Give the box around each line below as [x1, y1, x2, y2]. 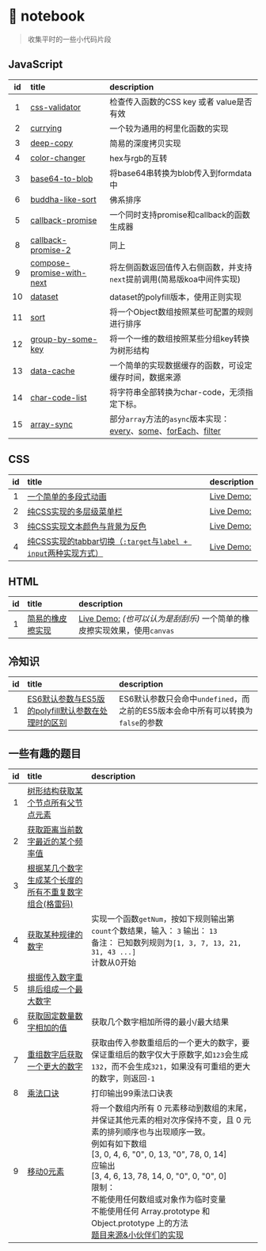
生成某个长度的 [27, 875, 83, 886]
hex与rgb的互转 [109, 152, 168, 163]
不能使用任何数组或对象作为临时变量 [90, 1194, 226, 1204]
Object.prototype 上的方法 [90, 1218, 188, 1228]
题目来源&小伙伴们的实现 [90, 1230, 184, 1240]
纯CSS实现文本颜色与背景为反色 [27, 521, 146, 532]
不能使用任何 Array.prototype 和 [90, 1206, 211, 1216]
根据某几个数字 [27, 863, 83, 874]
